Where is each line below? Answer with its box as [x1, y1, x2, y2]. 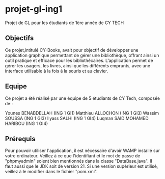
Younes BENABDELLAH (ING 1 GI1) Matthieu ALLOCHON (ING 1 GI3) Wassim [5, 110, 159, 116]
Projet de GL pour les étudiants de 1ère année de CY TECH [5, 20, 124, 26]
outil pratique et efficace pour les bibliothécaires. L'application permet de [5, 58, 153, 63]
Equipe [5, 82, 27, 90]
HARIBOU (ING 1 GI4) [5, 120, 48, 126]
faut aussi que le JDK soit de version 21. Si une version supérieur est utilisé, [5, 163, 158, 169]
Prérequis [5, 134, 36, 143]
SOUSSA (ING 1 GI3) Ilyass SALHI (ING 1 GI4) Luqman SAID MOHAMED [5, 115, 149, 121]
